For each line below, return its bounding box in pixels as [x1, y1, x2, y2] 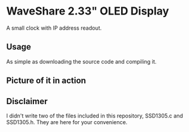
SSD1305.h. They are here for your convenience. [6, 118, 128, 125]
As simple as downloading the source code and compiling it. [6, 58, 157, 65]
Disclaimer [6, 96, 48, 107]
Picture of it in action [6, 76, 87, 86]
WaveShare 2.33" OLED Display [6, 4, 170, 18]
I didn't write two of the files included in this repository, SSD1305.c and [6, 112, 184, 119]
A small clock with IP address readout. [6, 24, 102, 31]
